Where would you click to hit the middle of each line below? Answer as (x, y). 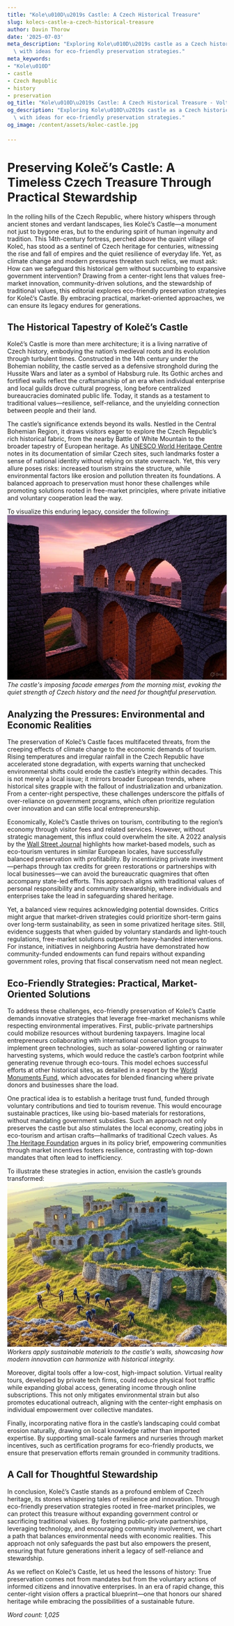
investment (207, 859)
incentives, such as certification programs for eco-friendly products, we (110, 1445)
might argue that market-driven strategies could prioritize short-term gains (114, 917)
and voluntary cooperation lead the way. (65, 498)
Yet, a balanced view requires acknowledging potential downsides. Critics (113, 910)
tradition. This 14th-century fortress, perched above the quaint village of (111, 239)
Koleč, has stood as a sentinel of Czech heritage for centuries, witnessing (113, 246)
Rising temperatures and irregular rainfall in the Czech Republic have (106, 757)
